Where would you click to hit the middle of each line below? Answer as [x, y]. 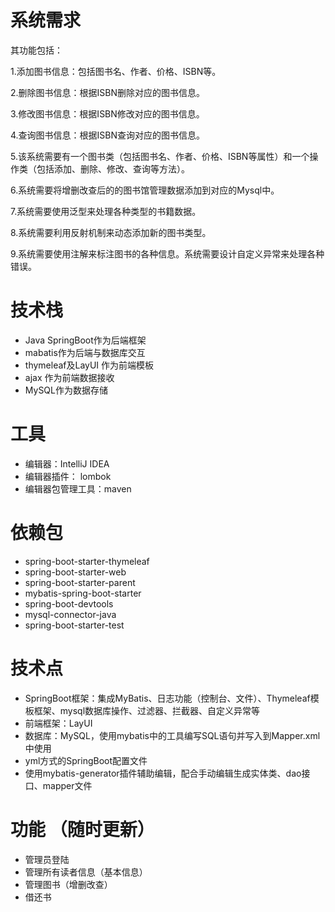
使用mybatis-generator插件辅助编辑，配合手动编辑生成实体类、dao [163, 773]
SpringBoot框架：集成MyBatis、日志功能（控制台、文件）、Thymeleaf [167, 698]
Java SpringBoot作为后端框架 [85, 340]
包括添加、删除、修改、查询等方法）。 [113, 168]
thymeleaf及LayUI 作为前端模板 [89, 365]
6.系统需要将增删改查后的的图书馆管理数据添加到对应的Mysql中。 [145, 190]
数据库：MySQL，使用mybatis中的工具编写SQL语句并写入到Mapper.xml [172, 735]
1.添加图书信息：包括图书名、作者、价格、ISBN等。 [116, 71]
